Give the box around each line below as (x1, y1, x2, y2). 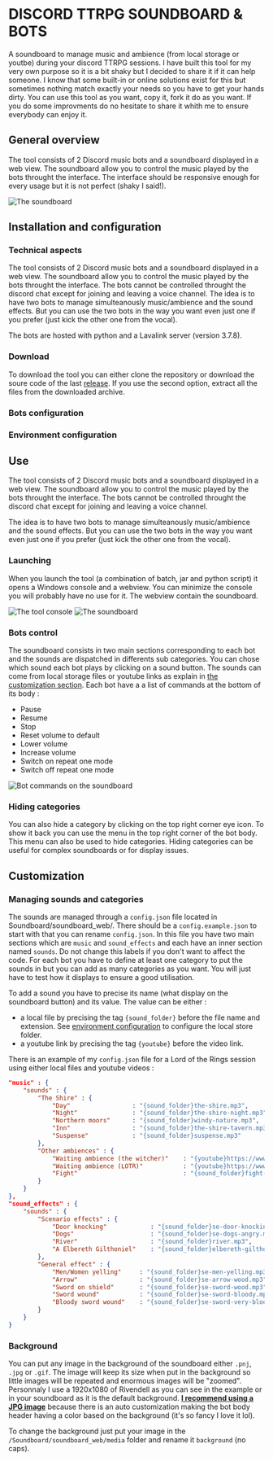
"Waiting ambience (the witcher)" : (51, 1154, 187, 1162)
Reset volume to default (19, 730, 100, 740)
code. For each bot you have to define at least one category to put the (8, 955, 244, 965)
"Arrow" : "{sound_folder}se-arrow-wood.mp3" (51, 1275, 267, 1284)
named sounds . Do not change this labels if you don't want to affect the (8, 946, 245, 956)
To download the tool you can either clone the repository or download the (8, 370, 255, 379)
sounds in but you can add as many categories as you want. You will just (8, 964, 252, 973)
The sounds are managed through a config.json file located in (8, 912, 218, 921)
